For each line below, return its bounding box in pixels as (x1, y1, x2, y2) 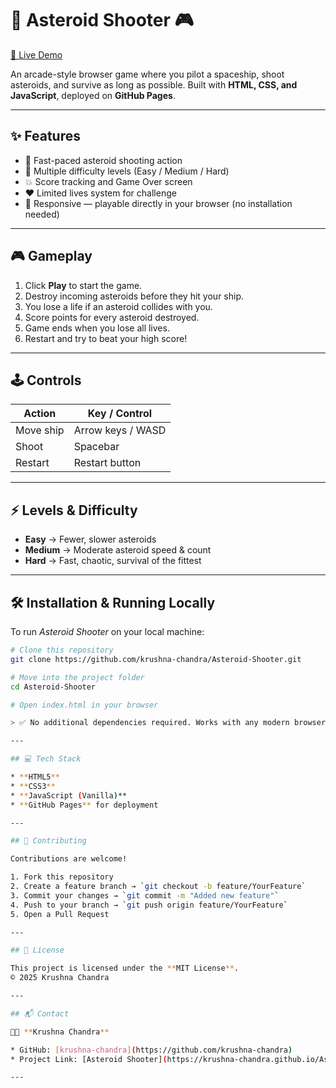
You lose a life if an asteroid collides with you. (24, 300, 213, 312)
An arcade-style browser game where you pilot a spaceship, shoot (10, 68, 285, 80)
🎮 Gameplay (10, 248, 93, 265)
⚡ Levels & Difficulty (10, 502, 138, 519)
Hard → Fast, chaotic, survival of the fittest (24, 555, 202, 567)
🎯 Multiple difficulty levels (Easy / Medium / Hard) (24, 165, 230, 177)
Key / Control (87, 407, 153, 421)
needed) (24, 208, 60, 220)
